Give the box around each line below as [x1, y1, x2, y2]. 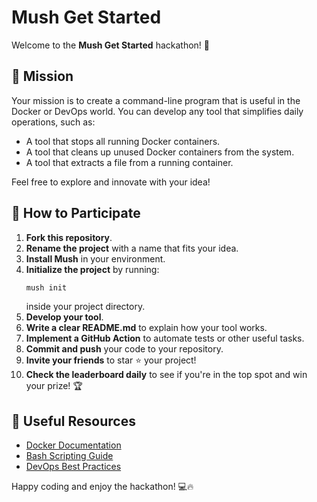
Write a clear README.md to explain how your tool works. [25, 322, 268, 334]
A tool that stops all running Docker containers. [25, 135, 221, 147]
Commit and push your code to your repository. [25, 343, 224, 355]
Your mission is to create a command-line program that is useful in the [11, 94, 301, 106]
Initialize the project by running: [25, 263, 160, 275]
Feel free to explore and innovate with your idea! [11, 176, 211, 188]
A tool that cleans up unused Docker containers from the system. [25, 146, 295, 158]
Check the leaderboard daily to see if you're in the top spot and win [25, 369, 308, 381]
